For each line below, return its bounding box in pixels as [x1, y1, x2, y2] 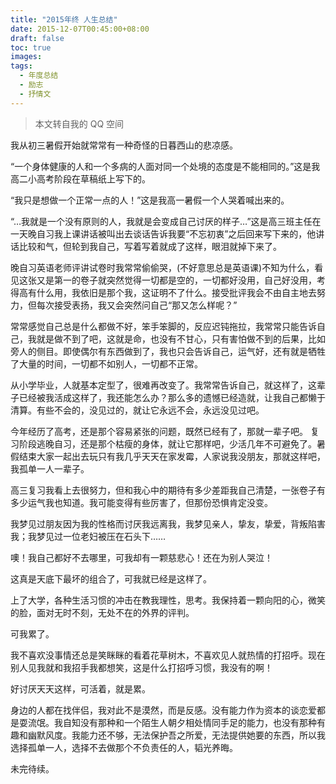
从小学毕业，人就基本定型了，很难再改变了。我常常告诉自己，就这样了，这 [10, 379, 317, 391]
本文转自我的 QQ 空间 [34, 117, 125, 130]
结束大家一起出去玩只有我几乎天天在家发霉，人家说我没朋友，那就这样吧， [18, 450, 326, 462]
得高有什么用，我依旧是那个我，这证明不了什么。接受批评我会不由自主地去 [10, 286, 317, 298]
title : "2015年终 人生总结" [10, 14, 118, 25]
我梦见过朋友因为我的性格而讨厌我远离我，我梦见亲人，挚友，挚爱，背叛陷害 [10, 517, 326, 530]
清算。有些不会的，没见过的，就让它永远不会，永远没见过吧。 [10, 404, 265, 416]
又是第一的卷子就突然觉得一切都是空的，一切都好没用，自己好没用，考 [36, 274, 326, 286]
